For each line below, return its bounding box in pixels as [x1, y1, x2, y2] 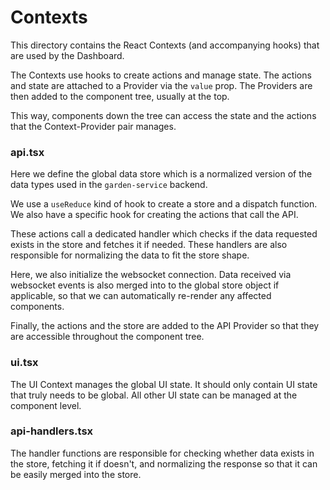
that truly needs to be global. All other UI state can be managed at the [10, 389, 298, 401]
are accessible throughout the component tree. [10, 331, 205, 343]
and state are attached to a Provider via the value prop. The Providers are [10, 79, 313, 91]
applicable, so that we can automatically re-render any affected [10, 290, 272, 302]
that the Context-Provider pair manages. [10, 120, 177, 132]
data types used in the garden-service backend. [10, 179, 208, 191]
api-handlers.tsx [10, 424, 94, 438]
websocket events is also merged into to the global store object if [10, 279, 280, 291]
